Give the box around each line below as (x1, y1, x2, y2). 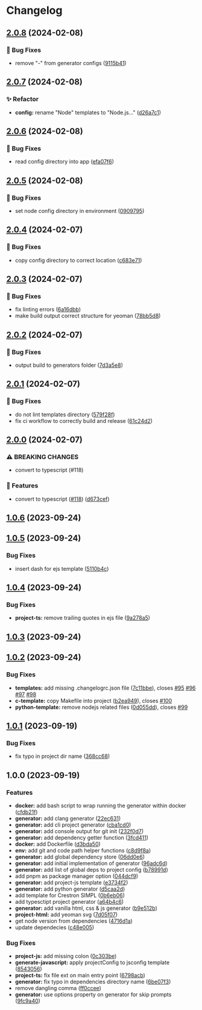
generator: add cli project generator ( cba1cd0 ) (14, 821, 131, 828)
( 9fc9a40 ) (14, 997, 40, 1005)
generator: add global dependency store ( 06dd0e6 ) (14, 853, 145, 860)
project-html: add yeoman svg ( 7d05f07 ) (14, 910, 118, 918)
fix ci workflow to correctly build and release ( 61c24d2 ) (14, 417, 153, 424)
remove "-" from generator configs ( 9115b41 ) (14, 59, 127, 66)
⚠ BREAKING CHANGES (6, 453, 79, 461)
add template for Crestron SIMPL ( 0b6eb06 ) (14, 891, 125, 899)
